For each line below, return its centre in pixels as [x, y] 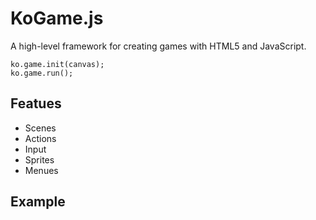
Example [38, 202]
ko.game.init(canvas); [57, 64]
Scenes [40, 128]
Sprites [39, 159]
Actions [40, 138]
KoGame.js [57, 18]
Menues [41, 170]
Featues [36, 103]
